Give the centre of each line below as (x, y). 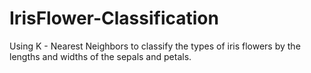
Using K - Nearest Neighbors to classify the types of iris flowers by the (155, 46)
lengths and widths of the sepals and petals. (100, 56)
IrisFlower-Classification (114, 18)
